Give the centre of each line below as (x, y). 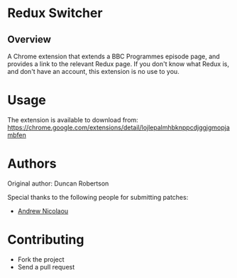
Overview (29, 39)
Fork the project (41, 259)
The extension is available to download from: (73, 119)
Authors (32, 164)
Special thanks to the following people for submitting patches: (98, 197)
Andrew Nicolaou (43, 210)
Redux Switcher (55, 13)
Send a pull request (46, 267)
